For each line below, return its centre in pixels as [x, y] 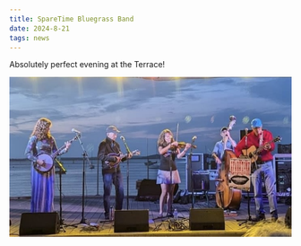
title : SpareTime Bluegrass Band [72, 19]
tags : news [30, 38]
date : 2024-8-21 [39, 28]
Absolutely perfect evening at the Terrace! [87, 65]
